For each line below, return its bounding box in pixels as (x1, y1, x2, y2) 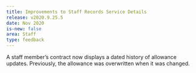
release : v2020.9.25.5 (6, 14, 63, 21)
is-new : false (6, 25, 42, 32)
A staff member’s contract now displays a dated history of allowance (6, 54, 177, 60)
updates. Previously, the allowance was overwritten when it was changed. (6, 60, 190, 67)
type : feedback (6, 37, 45, 43)
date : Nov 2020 (6, 20, 45, 26)
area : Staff (6, 31, 36, 37)
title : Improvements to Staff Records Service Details (6, 8, 147, 15)
